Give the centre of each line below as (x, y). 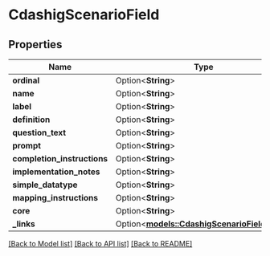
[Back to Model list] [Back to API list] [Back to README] (100, 244)
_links (24, 224)
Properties (35, 45)
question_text (39, 132)
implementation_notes (56, 172)
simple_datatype (45, 185)
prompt (27, 146)
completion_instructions (60, 158)
